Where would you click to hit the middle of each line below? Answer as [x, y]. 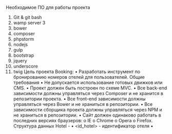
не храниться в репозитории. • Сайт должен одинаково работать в [87, 115]
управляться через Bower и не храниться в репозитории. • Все [83, 104]
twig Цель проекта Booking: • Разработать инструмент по [77, 72]
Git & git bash [27, 17]
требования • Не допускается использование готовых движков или [88, 82]
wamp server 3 [29, 23]
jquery [20, 61]
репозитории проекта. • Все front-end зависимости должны [79, 99]
